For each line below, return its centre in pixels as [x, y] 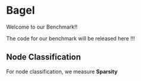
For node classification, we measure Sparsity [62, 71]
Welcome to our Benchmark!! [42, 27]
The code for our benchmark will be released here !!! [70, 38]
